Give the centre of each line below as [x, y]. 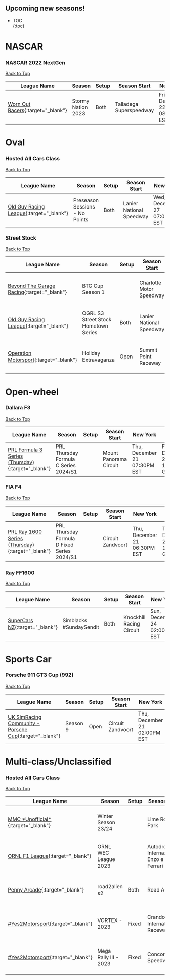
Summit [148, 350]
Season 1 [94, 292]
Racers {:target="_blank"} [37, 110]
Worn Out [19, 104]
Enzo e [156, 859]
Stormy [81, 101]
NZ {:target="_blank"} [33, 627]
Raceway [150, 363]
